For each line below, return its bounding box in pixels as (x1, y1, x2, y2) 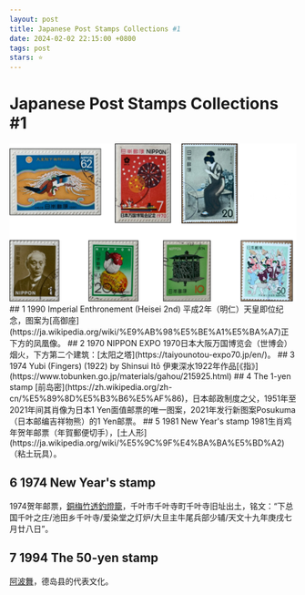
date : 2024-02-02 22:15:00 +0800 (9, 34, 137, 43)
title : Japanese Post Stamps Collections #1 (9, 24, 181, 34)
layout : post (9, 15, 59, 24)
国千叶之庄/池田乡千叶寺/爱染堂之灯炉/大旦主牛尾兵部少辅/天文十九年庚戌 (9, 511, 285, 523)
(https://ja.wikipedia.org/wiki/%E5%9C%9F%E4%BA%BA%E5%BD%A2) (9, 437, 285, 448)
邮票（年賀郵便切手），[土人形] (33, 426, 147, 437)
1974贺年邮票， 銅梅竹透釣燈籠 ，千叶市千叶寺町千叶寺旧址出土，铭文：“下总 (9, 500, 294, 511)
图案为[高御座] (25, 314, 80, 325)
